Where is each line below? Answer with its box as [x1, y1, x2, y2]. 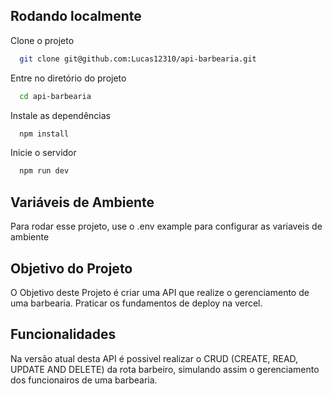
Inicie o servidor [10, 147, 77, 159]
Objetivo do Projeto [10, 260, 133, 277]
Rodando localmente [10, 8, 142, 25]
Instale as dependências [10, 109, 111, 121]
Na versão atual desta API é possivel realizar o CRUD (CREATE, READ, [10, 352, 299, 364]
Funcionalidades [10, 326, 117, 343]
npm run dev [19, 166, 70, 176]
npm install [19, 129, 70, 139]
